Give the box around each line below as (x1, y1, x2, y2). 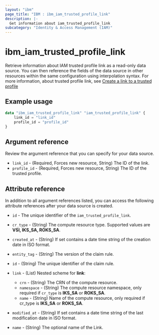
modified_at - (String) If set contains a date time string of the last (12, 310, 143, 315)
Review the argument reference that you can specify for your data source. (5, 151, 155, 156)
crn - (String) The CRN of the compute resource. (19, 280, 117, 285)
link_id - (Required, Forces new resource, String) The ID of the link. (12, 160, 150, 166)
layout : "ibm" (5, 7, 34, 12)
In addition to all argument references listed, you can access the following (5, 198, 154, 203)
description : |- (5, 16, 38, 21)
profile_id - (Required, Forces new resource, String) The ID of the (12, 165, 147, 171)
